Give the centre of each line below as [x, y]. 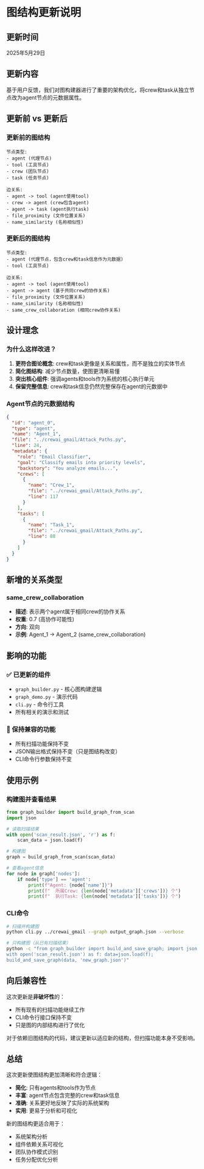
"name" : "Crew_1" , [51, 485]
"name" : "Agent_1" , [37, 434]
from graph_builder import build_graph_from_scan [71, 812]
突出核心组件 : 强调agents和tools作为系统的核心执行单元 [85, 379]
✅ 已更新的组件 [28, 674]
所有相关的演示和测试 [42, 712]
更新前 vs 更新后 [37, 119]
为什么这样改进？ [31, 349]
